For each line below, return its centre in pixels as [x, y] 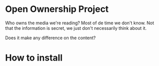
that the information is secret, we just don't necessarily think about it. [76, 28]
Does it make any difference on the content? [50, 38]
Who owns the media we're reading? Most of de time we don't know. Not [80, 23]
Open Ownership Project [57, 9]
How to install [34, 58]
